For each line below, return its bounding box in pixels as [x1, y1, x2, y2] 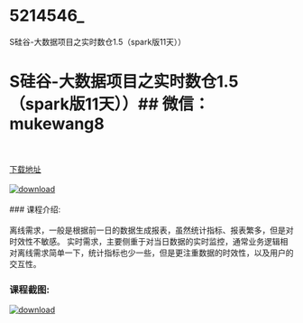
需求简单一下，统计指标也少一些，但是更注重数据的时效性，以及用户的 [32, 247, 294, 258]
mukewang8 [9, 114, 106, 134]
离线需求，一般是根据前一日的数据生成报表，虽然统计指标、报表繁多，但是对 [9, 225, 294, 235]
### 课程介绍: [9, 204, 61, 215]
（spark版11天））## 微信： [9, 94, 210, 115]
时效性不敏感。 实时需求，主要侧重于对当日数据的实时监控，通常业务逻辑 [9, 235, 280, 246]
